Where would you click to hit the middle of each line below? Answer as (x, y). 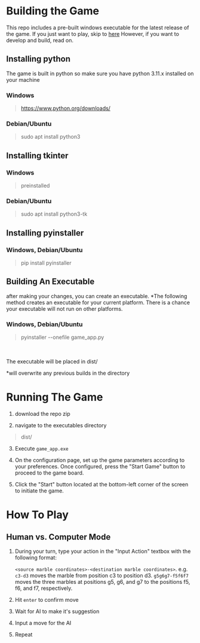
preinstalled (35, 186)
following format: (36, 558)
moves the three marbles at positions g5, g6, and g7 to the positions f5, (102, 582)
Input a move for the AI (43, 623)
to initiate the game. (39, 491)
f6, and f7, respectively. (44, 588)
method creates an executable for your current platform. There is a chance (98, 302)
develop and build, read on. (40, 40)
